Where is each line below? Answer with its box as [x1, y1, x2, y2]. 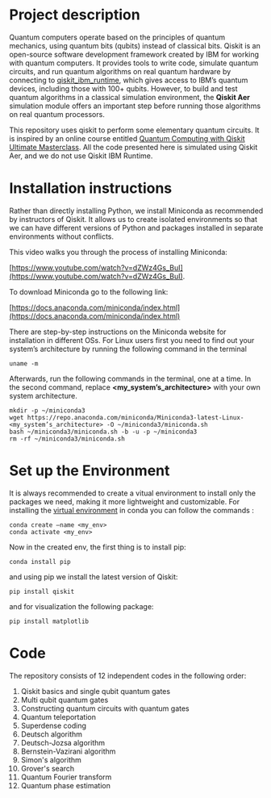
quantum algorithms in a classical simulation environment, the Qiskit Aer [9, 92, 251, 102]
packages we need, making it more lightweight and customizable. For [9, 496, 240, 506]
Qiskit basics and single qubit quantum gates [20, 686, 171, 696]
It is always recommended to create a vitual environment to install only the [9, 488, 256, 498]
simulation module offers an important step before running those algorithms [9, 101, 261, 111]
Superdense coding [20, 721, 87, 730]
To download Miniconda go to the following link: [9, 286, 169, 296]
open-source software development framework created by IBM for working [9, 49, 260, 59]
